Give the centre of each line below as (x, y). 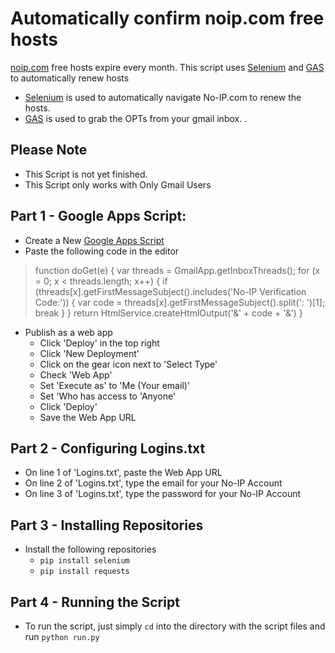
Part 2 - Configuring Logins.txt (108, 448)
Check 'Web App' (76, 374)
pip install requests (84, 572)
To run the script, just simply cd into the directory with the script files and (175, 626)
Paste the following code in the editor (102, 251)
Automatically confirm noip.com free (167, 18)
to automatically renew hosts (70, 78)
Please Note (49, 150)
